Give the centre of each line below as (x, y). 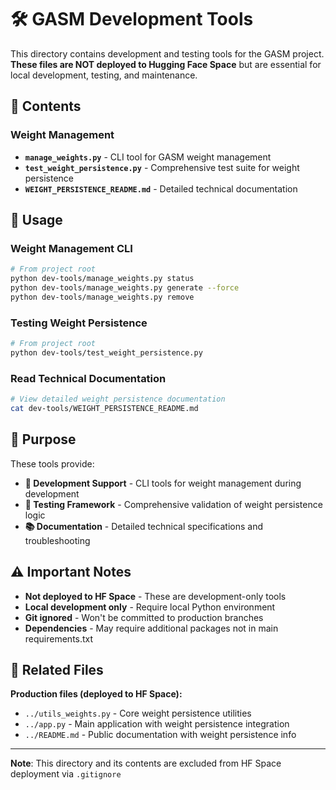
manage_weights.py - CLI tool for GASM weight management (148, 157)
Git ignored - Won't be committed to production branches (144, 617)
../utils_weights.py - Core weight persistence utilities (138, 713)
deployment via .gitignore (66, 774)
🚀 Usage (36, 220)
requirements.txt (59, 638)
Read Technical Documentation (88, 378)
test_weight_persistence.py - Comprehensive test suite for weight (162, 167)
